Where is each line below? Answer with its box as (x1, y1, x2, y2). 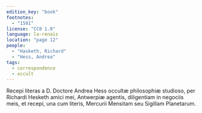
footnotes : (6, 15, 34, 21)
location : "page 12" (6, 37, 59, 43)
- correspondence (12, 65, 56, 71)
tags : (6, 59, 20, 65)
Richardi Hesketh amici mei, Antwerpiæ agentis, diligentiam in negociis (6, 94, 184, 101)
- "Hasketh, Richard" (12, 48, 67, 54)
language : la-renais (6, 31, 59, 37)
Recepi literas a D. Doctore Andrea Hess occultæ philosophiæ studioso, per (6, 87, 196, 94)
